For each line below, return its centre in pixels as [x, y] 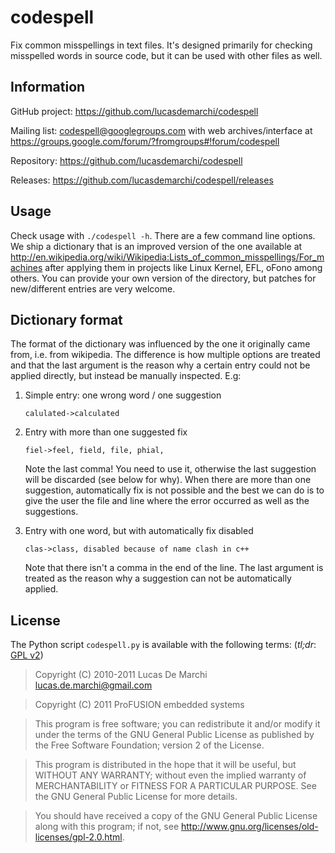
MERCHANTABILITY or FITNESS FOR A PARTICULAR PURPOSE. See [175, 786]
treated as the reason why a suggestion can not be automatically [158, 578]
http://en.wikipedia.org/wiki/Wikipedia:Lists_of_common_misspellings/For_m [167, 257]
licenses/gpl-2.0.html [78, 837]
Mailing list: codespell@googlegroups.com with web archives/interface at [161, 130]
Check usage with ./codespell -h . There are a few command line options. [163, 235]
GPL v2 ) [27, 655]
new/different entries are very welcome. [93, 288]
